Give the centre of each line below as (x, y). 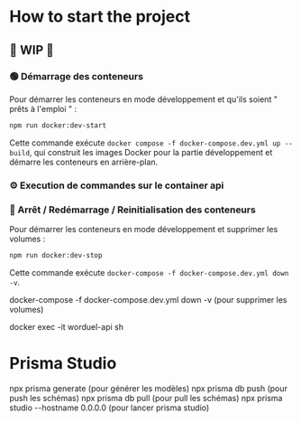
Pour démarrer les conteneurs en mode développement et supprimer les (144, 229)
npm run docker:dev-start (58, 125)
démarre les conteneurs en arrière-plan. (84, 162)
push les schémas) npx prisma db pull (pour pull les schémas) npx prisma (146, 398)
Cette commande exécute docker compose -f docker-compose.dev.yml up (145, 143)
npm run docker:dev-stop (56, 255)
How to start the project (100, 17)
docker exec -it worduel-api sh (67, 326)
